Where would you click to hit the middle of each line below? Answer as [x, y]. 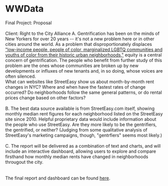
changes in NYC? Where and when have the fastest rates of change [75, 87]
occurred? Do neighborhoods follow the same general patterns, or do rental [84, 92]
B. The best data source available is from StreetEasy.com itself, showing [80, 108]
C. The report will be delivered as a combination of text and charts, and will [83, 146]
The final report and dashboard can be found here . [58, 178]
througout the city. [24, 162]
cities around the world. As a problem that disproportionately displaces [79, 44]
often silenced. [21, 76]
